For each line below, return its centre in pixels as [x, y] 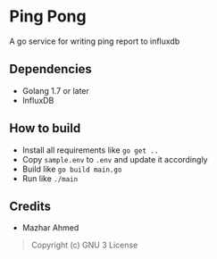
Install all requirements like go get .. [90, 150]
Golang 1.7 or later [55, 90]
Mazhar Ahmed [50, 228]
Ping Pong [48, 17]
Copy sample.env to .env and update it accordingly [115, 159]
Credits [30, 206]
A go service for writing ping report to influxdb [95, 41]
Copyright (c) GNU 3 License [84, 245]
